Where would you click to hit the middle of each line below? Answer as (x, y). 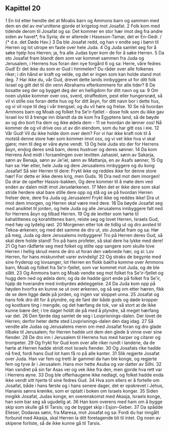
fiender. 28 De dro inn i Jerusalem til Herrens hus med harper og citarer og (83, 337)
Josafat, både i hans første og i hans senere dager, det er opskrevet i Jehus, (84, 386)
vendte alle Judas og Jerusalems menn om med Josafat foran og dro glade (83, 326)
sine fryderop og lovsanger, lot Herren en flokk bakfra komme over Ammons (84, 262)
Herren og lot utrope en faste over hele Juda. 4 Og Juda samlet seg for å (81, 47)
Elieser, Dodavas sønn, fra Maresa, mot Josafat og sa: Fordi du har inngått (82, 412)
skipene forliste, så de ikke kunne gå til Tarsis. (53, 423)
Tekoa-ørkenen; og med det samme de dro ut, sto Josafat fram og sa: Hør (82, 230)
